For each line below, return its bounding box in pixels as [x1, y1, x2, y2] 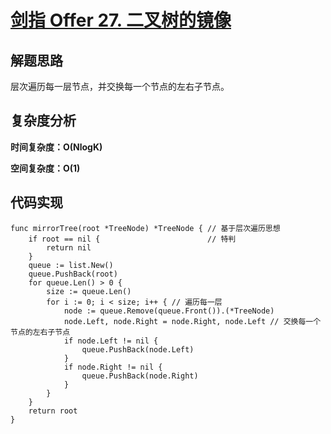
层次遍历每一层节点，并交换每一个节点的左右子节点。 [10, 81, 230, 92]
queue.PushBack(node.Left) [81, 344, 195, 355]
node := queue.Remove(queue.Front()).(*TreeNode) [63, 306, 275, 316]
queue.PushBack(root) [28, 269, 118, 279]
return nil [46, 242, 92, 253]
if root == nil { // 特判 [28, 234, 237, 244]
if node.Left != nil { [63, 336, 159, 346]
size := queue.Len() [46, 286, 132, 296]
